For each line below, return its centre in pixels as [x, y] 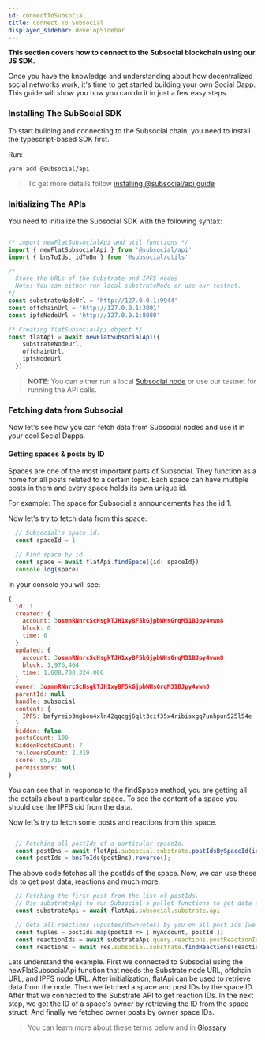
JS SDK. [22, 61]
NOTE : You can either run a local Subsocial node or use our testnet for [142, 381]
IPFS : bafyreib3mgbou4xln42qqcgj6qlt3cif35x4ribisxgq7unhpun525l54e [137, 716]
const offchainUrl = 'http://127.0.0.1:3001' [84, 308]
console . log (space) [47, 569]
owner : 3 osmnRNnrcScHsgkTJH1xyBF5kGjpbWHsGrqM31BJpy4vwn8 [113, 687]
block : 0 [37, 628]
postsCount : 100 [42, 739]
